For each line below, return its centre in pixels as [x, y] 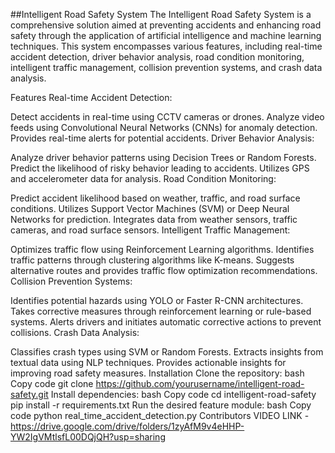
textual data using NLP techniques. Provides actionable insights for [148, 362]
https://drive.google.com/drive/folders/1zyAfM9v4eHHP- [127, 426]
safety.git [29, 394]
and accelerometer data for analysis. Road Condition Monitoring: [143, 178]
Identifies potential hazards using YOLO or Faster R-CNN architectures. [157, 300]
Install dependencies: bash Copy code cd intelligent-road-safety [183, 394]
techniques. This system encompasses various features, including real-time [166, 46]
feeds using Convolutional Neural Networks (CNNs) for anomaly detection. [164, 127]
